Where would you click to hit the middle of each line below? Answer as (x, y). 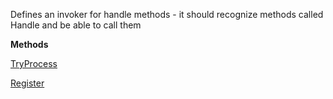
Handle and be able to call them (76, 25)
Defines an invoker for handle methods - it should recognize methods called (167, 14)
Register (27, 83)
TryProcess (34, 63)
